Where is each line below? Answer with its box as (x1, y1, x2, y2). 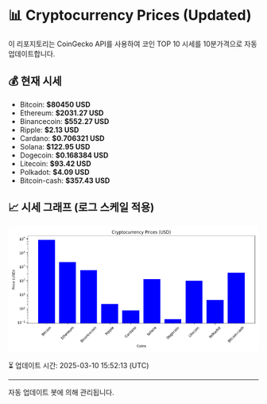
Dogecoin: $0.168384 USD (19, 150, 109, 160)
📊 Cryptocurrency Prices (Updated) (8, 6, 252, 25)
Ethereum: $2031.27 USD (19, 108, 104, 118)
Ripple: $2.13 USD (19, 125, 79, 134)
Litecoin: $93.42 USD (19, 158, 91, 168)
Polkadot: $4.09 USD (19, 167, 90, 177)
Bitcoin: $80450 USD (19, 99, 91, 109)
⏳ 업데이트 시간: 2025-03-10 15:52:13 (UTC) (8, 360, 149, 370)
